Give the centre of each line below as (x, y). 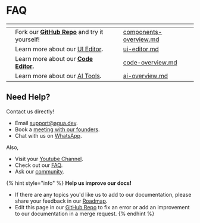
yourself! (27, 39)
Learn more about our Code (54, 58)
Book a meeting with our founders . (57, 129)
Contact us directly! (30, 112)
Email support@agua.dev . (46, 123)
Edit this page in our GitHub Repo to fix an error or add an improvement (102, 207)
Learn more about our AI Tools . (58, 76)
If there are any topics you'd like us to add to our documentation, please (103, 194)
